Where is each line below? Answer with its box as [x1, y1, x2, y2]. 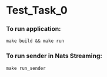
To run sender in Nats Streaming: [6, 52, 103, 60]
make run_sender [6, 65, 46, 71]
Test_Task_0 [6, 4, 68, 17]
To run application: [6, 25, 61, 33]
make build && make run [6, 38, 65, 44]
